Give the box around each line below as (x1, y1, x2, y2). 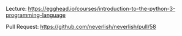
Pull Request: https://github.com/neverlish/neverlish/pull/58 (6, 23, 157, 30)
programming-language (6, 11, 66, 19)
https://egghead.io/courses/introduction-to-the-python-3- (28, 5, 176, 12)
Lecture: (6, 5, 27, 12)
